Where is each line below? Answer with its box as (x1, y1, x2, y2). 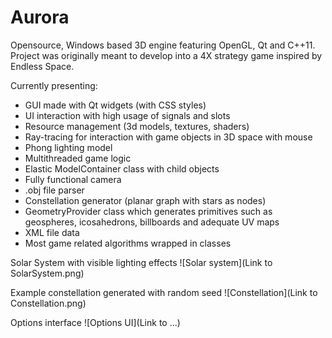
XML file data (24, 226, 80, 238)
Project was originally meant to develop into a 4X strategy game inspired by (10, 49, 323, 61)
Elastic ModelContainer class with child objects (24, 162, 220, 175)
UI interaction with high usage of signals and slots (24, 109, 231, 121)
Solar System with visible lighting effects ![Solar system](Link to (10, 256, 273, 268)
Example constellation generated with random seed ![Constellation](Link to (10, 286, 318, 298)
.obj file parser (24, 184, 85, 196)
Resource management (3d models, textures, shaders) (24, 120, 250, 132)
